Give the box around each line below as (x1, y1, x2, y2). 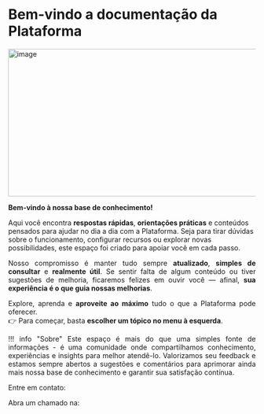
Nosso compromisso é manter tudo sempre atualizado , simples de (8, 258, 256, 268)
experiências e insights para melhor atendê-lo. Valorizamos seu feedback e (8, 350, 256, 360)
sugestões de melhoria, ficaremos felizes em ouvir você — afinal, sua (8, 275, 256, 284)
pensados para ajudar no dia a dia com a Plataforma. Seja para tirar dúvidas (8, 226, 254, 235)
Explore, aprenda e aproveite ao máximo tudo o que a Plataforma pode (8, 298, 257, 308)
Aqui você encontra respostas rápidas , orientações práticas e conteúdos (8, 218, 249, 227)
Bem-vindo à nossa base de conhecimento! (8, 202, 153, 212)
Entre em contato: (8, 383, 66, 392)
